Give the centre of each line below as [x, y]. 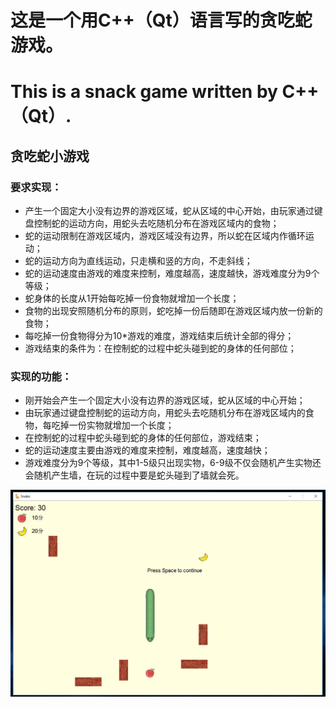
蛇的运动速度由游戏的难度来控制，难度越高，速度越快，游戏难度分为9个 [172, 273]
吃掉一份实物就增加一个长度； [113, 425]
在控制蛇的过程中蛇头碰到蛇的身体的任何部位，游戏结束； [143, 438]
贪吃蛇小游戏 [50, 156]
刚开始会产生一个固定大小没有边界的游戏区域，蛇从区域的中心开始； [165, 400]
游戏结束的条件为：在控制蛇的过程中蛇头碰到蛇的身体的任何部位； [160, 348]
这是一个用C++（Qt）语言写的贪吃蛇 [161, 20]
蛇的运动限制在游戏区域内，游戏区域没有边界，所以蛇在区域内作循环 [165, 236]
